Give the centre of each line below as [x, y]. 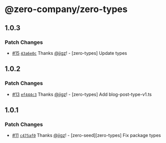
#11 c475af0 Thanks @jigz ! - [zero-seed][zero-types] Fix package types [86, 135]
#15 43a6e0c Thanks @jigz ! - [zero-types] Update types [69, 53]
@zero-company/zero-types [66, 9]
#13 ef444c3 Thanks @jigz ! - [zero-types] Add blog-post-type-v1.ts [82, 94]
